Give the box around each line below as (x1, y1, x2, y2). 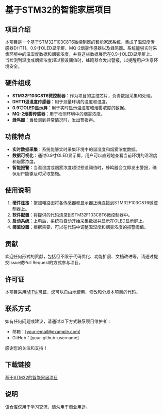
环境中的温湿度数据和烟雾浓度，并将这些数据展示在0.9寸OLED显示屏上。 (9, 51, 155, 57)
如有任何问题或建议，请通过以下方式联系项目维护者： (5, 318, 112, 324)
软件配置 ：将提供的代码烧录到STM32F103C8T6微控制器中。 (12, 212, 132, 218)
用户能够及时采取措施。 (16, 170, 64, 176)
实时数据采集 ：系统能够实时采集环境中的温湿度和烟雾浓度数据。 (12, 146, 140, 152)
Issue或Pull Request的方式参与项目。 (9, 260, 83, 265)
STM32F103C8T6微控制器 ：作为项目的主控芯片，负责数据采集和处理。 (12, 93, 155, 99)
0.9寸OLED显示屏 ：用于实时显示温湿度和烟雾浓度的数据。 (12, 105, 129, 111)
